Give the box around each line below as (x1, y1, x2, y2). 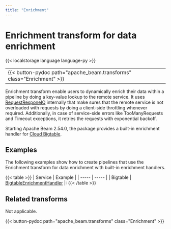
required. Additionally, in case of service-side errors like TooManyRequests (5, 110, 163, 116)
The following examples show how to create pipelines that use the (5, 159, 144, 165)
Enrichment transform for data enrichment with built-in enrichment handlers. (5, 165, 165, 171)
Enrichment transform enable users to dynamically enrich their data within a (5, 88, 164, 95)
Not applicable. (5, 208, 37, 215)
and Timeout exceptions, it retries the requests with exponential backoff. (5, 116, 157, 122)
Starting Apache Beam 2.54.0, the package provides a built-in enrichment (5, 125, 160, 131)
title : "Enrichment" (5, 7, 49, 13)
